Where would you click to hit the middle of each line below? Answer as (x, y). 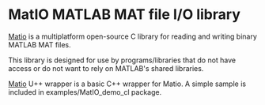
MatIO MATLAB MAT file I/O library (125, 15)
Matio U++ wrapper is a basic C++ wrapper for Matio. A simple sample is (127, 84)
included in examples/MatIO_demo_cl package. (85, 92)
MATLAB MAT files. (40, 44)
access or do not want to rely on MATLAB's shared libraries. (106, 68)
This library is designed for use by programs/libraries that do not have (122, 60)
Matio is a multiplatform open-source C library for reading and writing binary (132, 36)
